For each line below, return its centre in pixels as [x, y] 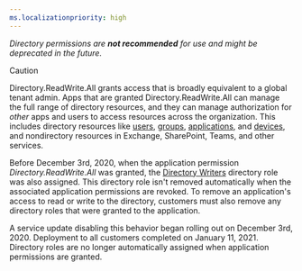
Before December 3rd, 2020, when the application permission [124, 162]
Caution [24, 70]
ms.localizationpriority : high [68, 18]
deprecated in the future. [55, 53]
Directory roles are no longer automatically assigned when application [139, 247]
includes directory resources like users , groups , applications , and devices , [147, 126]
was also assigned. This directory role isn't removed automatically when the [150, 182]
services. [26, 145]
